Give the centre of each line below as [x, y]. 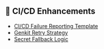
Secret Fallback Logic [41, 39]
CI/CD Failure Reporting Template [56, 26]
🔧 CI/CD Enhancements [50, 11]
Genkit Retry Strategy [41, 32]
